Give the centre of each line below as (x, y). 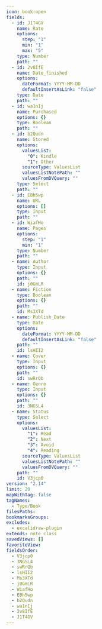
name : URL (29, 201)
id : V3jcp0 (30, 478)
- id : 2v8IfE (28, 67)
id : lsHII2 (30, 351)
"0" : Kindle (42, 156)
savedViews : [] (25, 539)
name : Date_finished (42, 73)
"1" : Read (39, 434)
